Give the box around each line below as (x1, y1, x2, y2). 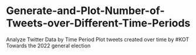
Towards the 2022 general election (6, 42, 91, 49)
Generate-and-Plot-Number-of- (6, 4, 165, 18)
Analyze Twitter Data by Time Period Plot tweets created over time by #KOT (6, 36, 190, 43)
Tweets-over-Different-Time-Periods (6, 16, 191, 30)
